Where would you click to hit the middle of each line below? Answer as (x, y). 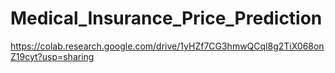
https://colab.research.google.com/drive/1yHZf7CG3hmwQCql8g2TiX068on (167, 46)
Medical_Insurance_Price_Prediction (166, 18)
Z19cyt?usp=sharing (52, 56)
